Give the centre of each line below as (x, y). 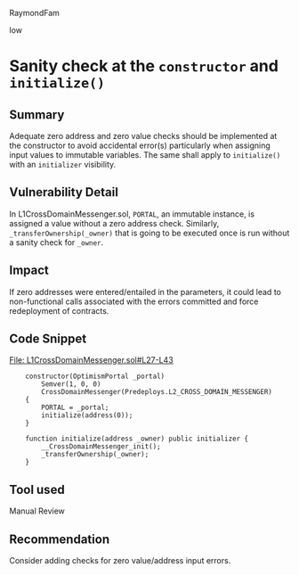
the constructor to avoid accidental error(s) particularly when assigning (140, 145)
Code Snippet (48, 339)
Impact (29, 271)
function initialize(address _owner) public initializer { (137, 439)
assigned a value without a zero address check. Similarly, (114, 223)
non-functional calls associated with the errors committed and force (134, 301)
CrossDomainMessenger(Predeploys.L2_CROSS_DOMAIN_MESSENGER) (157, 392)
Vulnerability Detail (64, 192)
